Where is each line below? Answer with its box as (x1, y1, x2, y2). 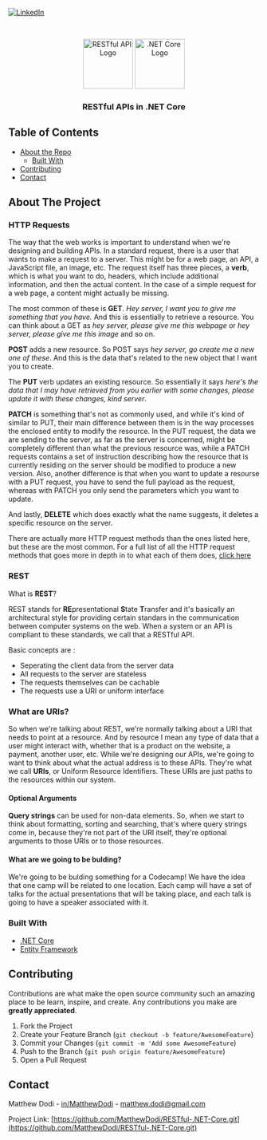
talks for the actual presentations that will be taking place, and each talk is (8, 890, 252, 899)
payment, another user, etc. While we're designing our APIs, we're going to (8, 750, 255, 759)
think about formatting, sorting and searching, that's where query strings (8, 819, 247, 829)
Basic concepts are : (8, 645, 76, 654)
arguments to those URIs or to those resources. (8, 836, 164, 846)
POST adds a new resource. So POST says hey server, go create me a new (8, 345, 255, 354)
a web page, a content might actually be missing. (8, 288, 170, 298)
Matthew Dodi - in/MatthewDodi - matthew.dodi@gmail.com (8, 1099, 206, 1109)
